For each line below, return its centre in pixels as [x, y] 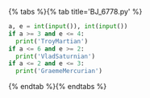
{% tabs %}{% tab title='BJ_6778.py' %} [75, 12]
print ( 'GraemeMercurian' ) [59, 71]
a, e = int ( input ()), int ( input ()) [68, 27]
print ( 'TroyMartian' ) [52, 41]
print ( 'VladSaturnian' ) [55, 56]
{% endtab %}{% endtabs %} [58, 87]
